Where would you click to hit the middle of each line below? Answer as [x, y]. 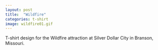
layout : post [19, 10]
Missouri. [15, 43]
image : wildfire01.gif [29, 24]
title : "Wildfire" [26, 14]
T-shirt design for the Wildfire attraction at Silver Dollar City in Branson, [79, 38]
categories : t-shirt [27, 19]
